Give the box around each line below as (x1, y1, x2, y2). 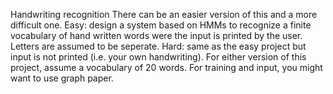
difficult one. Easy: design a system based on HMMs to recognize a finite (10, 19, 312, 31)
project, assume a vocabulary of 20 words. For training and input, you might (10, 62, 323, 73)
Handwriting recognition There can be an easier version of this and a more (10, 9, 318, 20)
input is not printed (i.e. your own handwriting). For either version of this (10, 51, 307, 63)
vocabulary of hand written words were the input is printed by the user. (10, 30, 303, 41)
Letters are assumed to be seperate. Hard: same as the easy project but (10, 40, 307, 52)
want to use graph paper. (10, 72, 114, 84)
